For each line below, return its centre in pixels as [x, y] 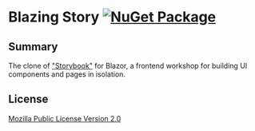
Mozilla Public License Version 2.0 [65, 118]
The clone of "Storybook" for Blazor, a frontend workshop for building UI [128, 65]
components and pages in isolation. [67, 74]
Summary [33, 47]
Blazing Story [54, 17]
